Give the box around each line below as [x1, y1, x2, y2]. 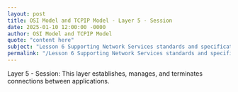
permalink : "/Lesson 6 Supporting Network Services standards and [7, 50, 208, 57]
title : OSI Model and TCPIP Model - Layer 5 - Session [7, 17, 173, 24]
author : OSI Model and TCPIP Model [7, 30, 113, 38]
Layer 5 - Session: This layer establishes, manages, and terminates [7, 69, 203, 78]
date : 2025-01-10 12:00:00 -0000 [7, 23, 106, 30]
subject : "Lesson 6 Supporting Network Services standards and [7, 43, 198, 50]
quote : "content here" [7, 37, 74, 44]
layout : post [7, 10, 46, 18]
